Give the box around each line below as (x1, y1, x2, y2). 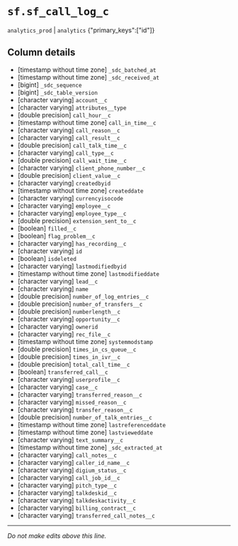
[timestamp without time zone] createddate (17, 186, 144, 195)
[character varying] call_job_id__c (17, 473, 120, 481)
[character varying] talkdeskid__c (17, 488, 118, 497)
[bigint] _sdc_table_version (17, 87, 98, 97)
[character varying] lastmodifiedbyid (17, 262, 127, 270)
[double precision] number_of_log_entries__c (17, 291, 149, 300)
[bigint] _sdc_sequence (17, 80, 82, 89)
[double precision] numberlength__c (17, 307, 121, 316)
